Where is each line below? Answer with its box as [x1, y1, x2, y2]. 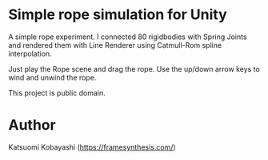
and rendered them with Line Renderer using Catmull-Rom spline [8, 40, 222, 49]
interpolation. [8, 49, 52, 58]
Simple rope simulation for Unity [8, 6, 228, 24]
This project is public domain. [8, 88, 106, 97]
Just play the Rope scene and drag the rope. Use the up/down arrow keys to [8, 64, 260, 73]
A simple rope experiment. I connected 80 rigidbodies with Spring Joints [8, 32, 247, 41]
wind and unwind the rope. [8, 72, 97, 82]
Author [8, 116, 56, 135]
